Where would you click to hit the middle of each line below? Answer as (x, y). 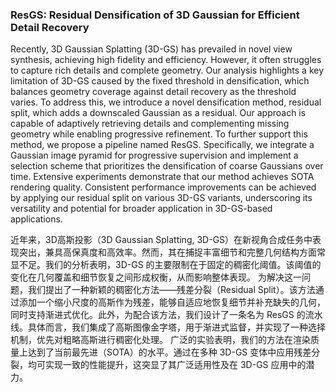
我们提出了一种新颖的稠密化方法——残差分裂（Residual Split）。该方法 (171, 290)
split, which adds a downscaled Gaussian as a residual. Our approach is (158, 113)
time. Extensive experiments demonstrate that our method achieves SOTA (162, 177)
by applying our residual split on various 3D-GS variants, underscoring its (161, 198)
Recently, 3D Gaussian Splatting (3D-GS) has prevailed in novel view (151, 49)
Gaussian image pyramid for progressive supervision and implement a (154, 155)
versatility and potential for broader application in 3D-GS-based (141, 209)
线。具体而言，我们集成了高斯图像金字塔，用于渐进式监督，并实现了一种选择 (168, 327)
